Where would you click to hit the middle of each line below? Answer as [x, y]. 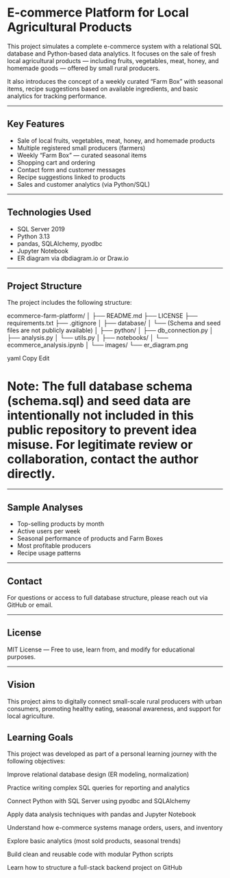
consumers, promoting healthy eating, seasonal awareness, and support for [114, 708]
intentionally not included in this [101, 415]
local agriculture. [31, 716]
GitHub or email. [30, 605]
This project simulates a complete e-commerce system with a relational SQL [115, 46]
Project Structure [44, 286]
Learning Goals [40, 737]
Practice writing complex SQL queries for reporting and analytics [99, 788]
